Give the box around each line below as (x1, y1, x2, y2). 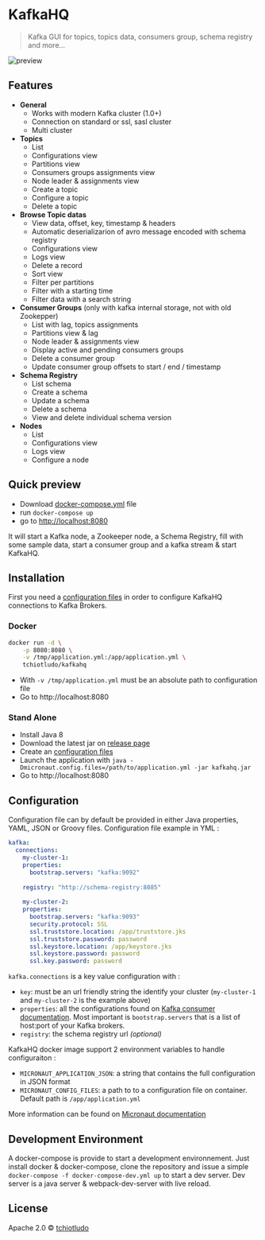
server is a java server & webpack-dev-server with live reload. (8, 1179, 212, 1188)
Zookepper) (19, 311, 59, 321)
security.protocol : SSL (29, 920, 109, 928)
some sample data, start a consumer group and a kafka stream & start (8, 539, 237, 550)
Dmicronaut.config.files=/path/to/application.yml (19, 764, 191, 772)
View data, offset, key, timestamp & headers (31, 218, 176, 227)
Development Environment (8, 1132, 144, 1146)
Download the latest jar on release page (19, 738, 151, 748)
